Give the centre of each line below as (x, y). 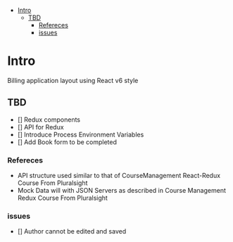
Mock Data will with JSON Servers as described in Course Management (122, 191)
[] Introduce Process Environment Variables (81, 134)
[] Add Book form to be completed (67, 142)
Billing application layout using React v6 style (73, 80)
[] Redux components (49, 120)
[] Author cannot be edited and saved (72, 231)
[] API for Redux (41, 127)
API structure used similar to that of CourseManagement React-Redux (119, 176)
